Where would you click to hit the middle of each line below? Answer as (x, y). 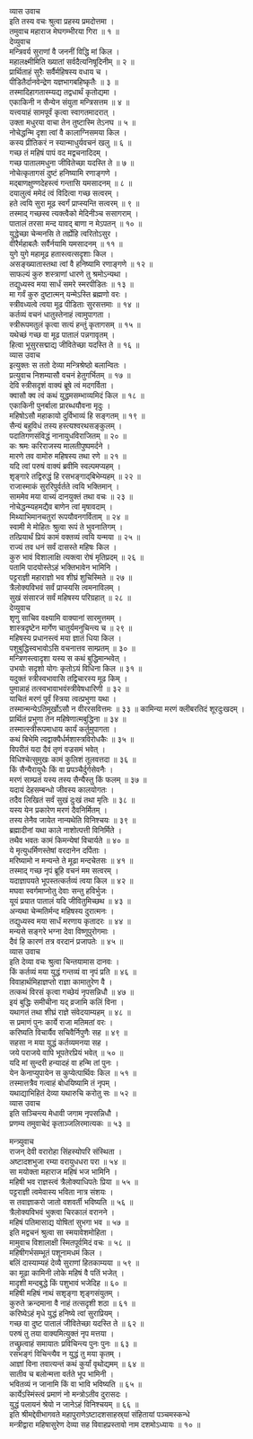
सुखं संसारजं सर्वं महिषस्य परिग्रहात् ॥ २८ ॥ (70, 598)
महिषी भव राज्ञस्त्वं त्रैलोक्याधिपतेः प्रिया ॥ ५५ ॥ (74, 1182)
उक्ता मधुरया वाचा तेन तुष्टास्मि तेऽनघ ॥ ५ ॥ (73, 122)
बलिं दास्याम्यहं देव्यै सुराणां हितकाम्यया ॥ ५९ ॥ (74, 1263)
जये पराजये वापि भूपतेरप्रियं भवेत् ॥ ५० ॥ (66, 1053)
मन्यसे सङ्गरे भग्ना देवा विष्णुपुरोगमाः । (63, 931)
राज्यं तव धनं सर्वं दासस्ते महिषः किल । (63, 547)
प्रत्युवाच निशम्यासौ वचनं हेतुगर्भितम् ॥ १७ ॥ (70, 375)
